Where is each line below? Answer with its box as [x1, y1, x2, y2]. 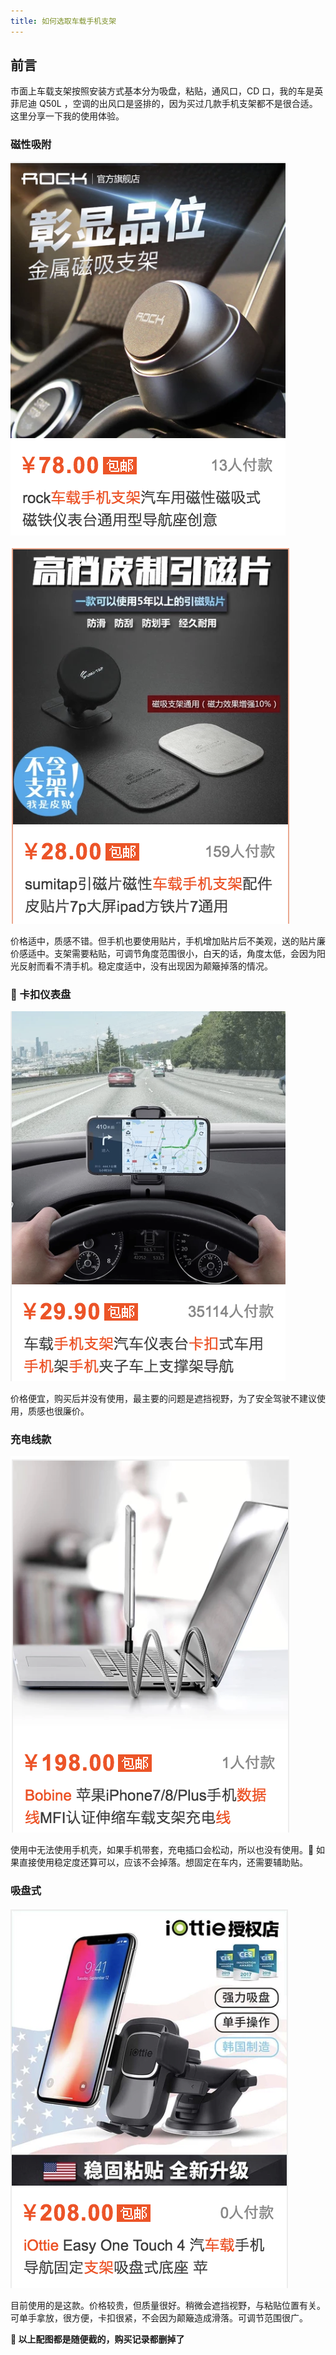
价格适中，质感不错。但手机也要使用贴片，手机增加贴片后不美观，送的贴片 [10, 935, 317, 947]
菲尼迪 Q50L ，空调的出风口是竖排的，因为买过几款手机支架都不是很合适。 [10, 98, 318, 110]
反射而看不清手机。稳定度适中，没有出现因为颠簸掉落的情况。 [18, 960, 273, 972]
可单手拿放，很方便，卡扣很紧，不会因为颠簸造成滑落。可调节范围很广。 [10, 2311, 308, 2324]
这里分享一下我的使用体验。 [10, 110, 125, 122]
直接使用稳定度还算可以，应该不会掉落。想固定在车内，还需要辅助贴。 [18, 1856, 308, 1869]
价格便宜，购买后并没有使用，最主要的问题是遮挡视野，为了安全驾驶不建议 [10, 1393, 317, 1405]
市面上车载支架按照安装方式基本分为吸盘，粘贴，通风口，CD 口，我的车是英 [10, 85, 324, 97]
